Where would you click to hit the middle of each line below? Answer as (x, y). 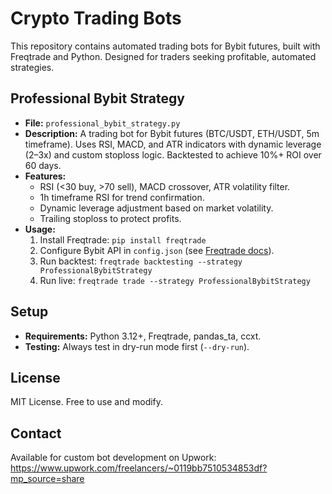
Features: (45, 176)
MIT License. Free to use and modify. (87, 402)
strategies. (32, 67)
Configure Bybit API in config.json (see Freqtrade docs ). (157, 250)
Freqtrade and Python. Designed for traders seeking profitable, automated (163, 56)
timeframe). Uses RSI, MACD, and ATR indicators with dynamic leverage (173, 144)
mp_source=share (47, 479)
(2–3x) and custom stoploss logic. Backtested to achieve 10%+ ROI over (173, 154)
